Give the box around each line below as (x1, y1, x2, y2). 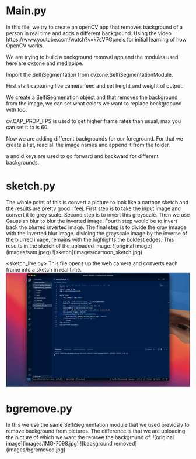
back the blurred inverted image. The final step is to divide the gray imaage (6, 224, 187, 231)
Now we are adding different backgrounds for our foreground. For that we (6, 135, 184, 142)
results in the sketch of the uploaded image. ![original (6, 242, 134, 249)
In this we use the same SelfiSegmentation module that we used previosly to (6, 422, 190, 429)
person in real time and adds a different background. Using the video (6, 29, 172, 36)
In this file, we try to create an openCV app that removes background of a (6, 23, 183, 30)
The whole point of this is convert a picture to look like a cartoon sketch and (6, 198, 188, 205)
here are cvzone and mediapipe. (6, 60, 84, 67)
